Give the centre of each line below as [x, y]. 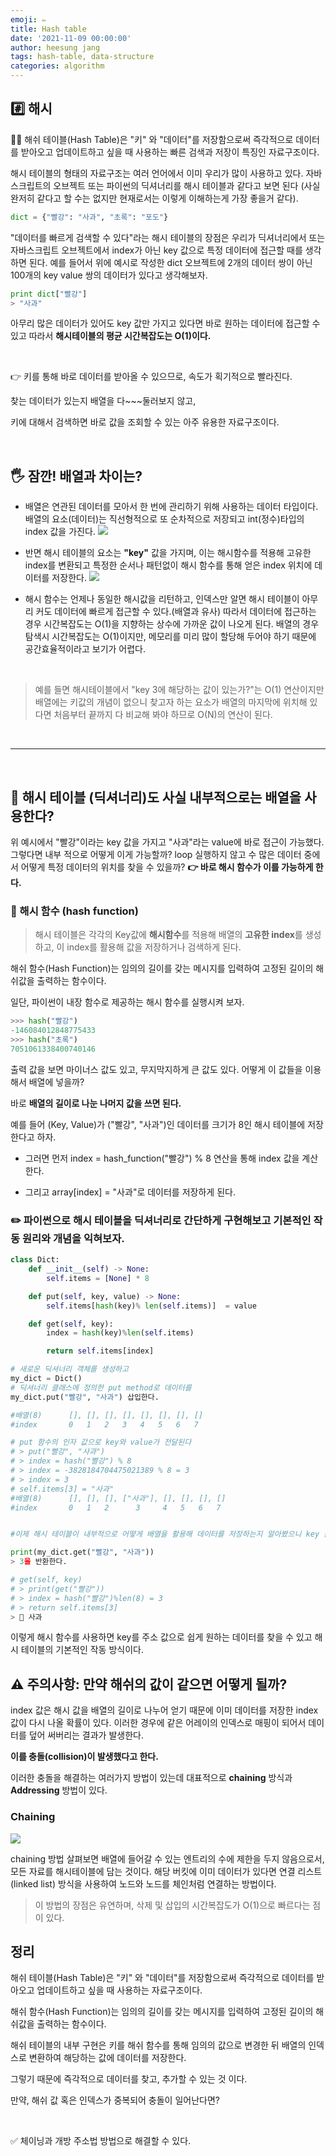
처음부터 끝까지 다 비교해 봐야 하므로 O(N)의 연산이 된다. [163, 715]
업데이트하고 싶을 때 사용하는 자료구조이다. [119, 1990]
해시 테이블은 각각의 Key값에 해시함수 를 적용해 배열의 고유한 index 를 [168, 935]
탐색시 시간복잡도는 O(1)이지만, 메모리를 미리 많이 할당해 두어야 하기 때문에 [170, 637]
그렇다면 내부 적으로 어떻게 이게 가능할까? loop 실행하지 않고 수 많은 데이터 [156, 855]
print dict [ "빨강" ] [49, 294]
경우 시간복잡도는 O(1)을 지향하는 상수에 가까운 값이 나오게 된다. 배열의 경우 [172, 624]
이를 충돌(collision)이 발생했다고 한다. [84, 1757]
